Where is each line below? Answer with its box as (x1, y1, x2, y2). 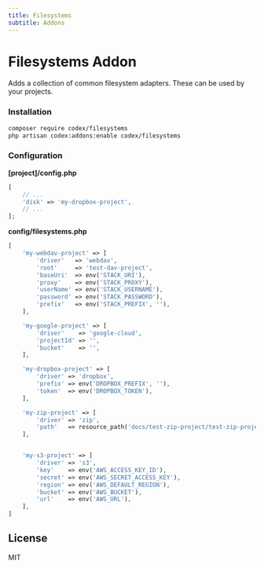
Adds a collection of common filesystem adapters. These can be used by (8, 79, 245, 88)
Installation (8, 107, 53, 118)
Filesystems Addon (8, 53, 137, 71)
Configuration (8, 150, 63, 161)
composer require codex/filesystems (8, 124, 128, 132)
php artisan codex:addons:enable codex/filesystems (8, 131, 181, 140)
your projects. (8, 87, 53, 97)
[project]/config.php (8, 168, 77, 178)
